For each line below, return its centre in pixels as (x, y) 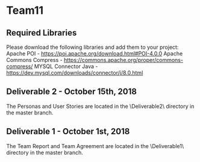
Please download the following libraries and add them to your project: (92, 47)
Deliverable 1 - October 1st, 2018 (68, 132)
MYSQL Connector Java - (66, 66)
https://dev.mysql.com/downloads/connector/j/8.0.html (75, 73)
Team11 (25, 11)
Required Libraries (42, 33)
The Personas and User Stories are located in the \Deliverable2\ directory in (100, 106)
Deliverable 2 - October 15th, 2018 (72, 92)
